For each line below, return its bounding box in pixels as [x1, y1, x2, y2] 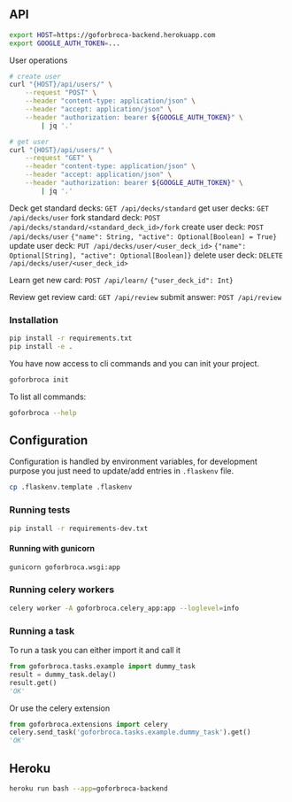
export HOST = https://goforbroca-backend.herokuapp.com [9, 30, 216, 39]
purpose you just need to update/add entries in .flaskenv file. [9, 466, 234, 476]
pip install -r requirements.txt [9, 334, 133, 343]
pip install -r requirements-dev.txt [9, 524, 149, 533]
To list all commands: [9, 391, 87, 402]
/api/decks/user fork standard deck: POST [9, 212, 161, 222]
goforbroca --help [9, 408, 77, 417]
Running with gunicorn [9, 544, 96, 554]
